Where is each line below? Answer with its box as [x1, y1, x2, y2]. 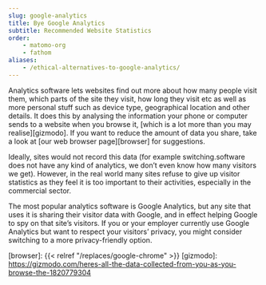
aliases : [8, 57, 38, 65]
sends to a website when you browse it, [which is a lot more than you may [8, 119, 252, 129]
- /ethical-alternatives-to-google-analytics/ [22, 64, 181, 72]
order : [8, 34, 30, 42]
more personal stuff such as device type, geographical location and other [8, 102, 250, 112]
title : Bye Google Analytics [8, 19, 105, 27]
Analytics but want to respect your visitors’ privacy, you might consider [8, 227, 242, 236]
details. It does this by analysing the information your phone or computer [8, 111, 248, 121]
